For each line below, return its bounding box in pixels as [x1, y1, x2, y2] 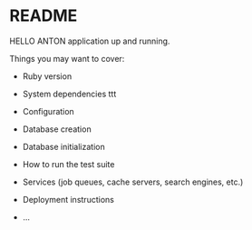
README [9, 5, 78, 26]
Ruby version [22, 70, 73, 82]
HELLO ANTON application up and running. [9, 35, 170, 46]
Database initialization [22, 141, 106, 152]
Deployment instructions [22, 194, 115, 205]
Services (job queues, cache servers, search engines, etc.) [22, 176, 244, 187]
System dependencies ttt [22, 88, 117, 99]
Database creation [22, 124, 92, 135]
